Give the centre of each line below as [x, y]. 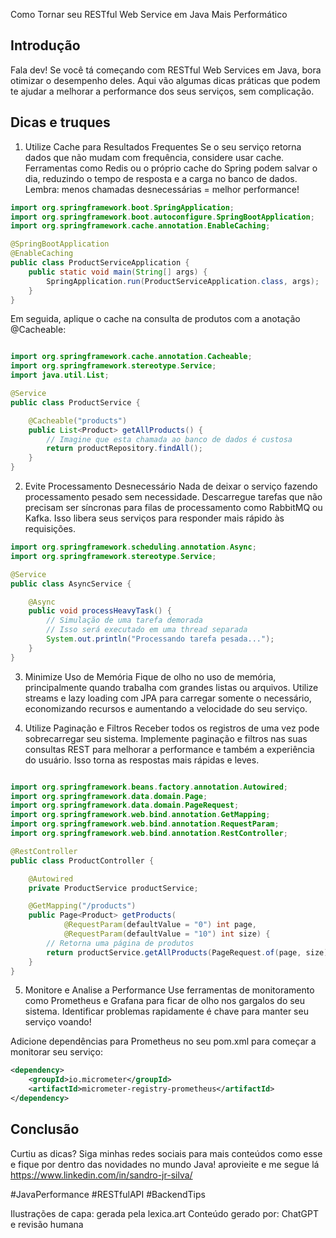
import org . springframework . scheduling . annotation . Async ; [133, 547]
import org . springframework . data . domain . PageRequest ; [125, 805]
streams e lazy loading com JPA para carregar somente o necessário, [168, 698]
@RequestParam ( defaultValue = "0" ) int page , [160, 925]
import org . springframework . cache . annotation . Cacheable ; [131, 357]
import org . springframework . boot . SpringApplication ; [122, 207]
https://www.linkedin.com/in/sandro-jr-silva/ [101, 1175]
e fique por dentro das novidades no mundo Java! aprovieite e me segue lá [165, 1164]
